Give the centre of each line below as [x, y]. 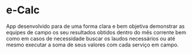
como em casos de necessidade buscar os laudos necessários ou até [91, 38]
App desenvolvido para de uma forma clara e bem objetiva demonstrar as [95, 26]
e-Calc [23, 10]
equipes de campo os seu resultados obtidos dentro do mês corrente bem [96, 32]
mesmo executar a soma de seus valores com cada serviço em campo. [92, 45]
